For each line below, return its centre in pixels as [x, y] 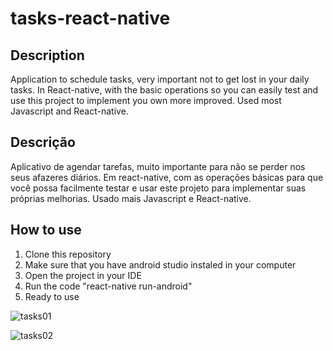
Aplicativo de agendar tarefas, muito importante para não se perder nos [158, 166]
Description [47, 55]
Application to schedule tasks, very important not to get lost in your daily [160, 79]
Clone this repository [68, 254]
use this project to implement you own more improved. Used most [146, 100]
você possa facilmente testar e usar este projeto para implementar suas [158, 188]
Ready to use [52, 296]
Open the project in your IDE [83, 275]
